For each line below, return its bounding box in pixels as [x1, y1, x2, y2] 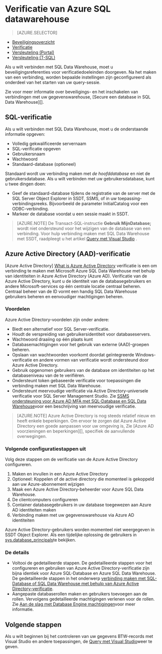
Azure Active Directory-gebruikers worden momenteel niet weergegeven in [5, 527, 155, 533]
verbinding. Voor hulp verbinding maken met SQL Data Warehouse [16, 230, 150, 236]
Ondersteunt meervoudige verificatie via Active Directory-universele [12, 388, 148, 394]
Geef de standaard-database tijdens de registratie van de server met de [12, 190, 156, 196]
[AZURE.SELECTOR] [16, 30, 58, 35]
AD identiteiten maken [12, 507, 57, 513]
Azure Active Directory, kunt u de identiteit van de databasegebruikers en [5, 278, 151, 284]
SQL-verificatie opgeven [12, 145, 61, 151]
